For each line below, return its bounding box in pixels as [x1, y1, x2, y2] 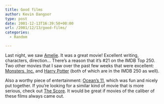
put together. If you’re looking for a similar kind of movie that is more [5, 82, 144, 88]
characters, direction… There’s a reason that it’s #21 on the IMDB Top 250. [5, 57, 156, 63]
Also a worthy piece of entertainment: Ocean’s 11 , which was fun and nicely [5, 77, 158, 83]
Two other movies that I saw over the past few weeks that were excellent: [5, 62, 154, 69]
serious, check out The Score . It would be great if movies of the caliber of [5, 88, 155, 94]
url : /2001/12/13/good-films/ [5, 26, 67, 30]
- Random [9, 35, 28, 40]
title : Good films [5, 7, 43, 12]
